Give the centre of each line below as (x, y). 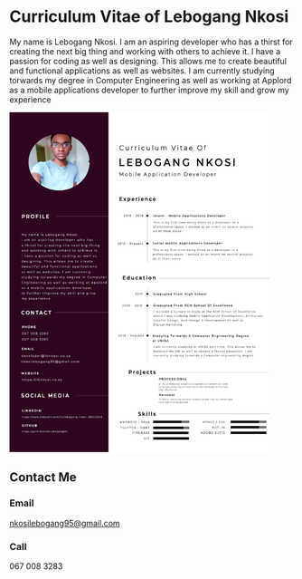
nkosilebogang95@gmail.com (65, 523)
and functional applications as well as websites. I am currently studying (142, 71)
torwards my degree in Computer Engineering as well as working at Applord (151, 80)
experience (30, 99)
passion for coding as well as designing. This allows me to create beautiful (148, 61)
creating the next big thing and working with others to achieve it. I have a (145, 51)
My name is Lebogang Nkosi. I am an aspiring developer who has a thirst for (151, 42)
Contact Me (43, 478)
